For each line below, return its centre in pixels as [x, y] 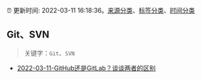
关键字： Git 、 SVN [49, 53]
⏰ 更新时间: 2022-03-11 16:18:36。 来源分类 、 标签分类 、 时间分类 [101, 10]
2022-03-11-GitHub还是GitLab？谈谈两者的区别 [86, 68]
